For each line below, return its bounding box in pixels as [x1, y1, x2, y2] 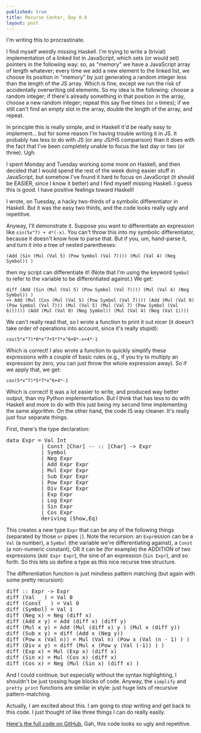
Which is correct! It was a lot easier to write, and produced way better [6, 388, 179, 395]
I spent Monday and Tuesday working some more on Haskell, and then [6, 160, 181, 168]
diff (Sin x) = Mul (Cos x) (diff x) [6, 654, 118, 661]
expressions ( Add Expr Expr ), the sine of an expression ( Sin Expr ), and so [6, 552, 188, 559]
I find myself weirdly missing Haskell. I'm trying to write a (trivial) [6, 48, 166, 55]
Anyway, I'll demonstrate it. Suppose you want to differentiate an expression [6, 222, 194, 230]
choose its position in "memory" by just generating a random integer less [6, 73, 187, 81]
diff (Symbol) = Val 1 [6, 606, 73, 613]
